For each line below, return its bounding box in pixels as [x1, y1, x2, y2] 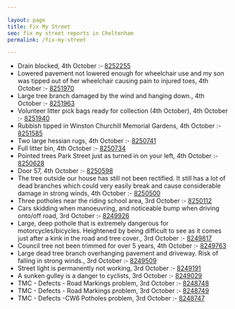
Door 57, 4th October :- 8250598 [17, 166, 114, 175]
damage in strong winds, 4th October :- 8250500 [17, 189, 160, 198]
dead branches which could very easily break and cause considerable [17, 181, 222, 190]
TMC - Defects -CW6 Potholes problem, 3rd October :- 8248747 [17, 294, 205, 303]
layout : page [7, 16, 46, 23]
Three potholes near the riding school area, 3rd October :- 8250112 [17, 197, 212, 205]
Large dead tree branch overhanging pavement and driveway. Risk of [17, 249, 219, 257]
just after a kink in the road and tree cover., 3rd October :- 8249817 [17, 234, 212, 243]
